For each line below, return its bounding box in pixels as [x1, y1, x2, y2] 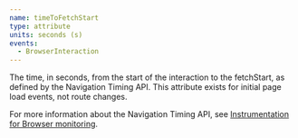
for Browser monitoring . [9, 119, 98, 130]
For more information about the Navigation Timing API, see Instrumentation [9, 109, 290, 120]
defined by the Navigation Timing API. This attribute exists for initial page [9, 82, 283, 93]
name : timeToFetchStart [9, 13, 100, 23]
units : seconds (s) [9, 30, 83, 39]
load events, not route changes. [9, 92, 129, 103]
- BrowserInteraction [17, 47, 100, 56]
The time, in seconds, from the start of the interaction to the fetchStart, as [9, 72, 285, 83]
